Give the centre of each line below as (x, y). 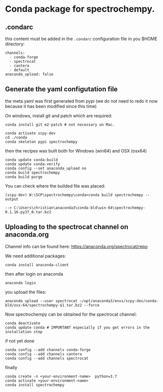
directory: (15, 44)
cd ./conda (16, 137)
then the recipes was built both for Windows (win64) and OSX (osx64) (76, 151)
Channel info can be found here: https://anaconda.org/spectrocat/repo (76, 246)
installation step (24, 332)
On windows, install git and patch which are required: (59, 115)
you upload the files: (26, 292)
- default (19, 70)
